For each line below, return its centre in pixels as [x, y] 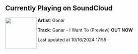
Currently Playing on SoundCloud [59, 8]
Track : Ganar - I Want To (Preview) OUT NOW [85, 30]
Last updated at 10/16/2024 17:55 [72, 39]
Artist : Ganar [51, 20]
